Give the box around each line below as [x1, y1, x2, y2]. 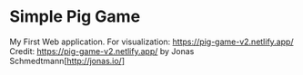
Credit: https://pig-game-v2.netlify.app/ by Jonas [9, 45, 195, 56]
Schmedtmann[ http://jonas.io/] [9, 55, 126, 66]
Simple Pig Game [9, 6, 141, 27]
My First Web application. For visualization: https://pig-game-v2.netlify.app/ [9, 36, 294, 47]
